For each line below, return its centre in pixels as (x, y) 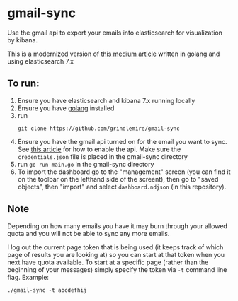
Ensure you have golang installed (66, 108)
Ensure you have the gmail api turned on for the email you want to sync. (123, 141)
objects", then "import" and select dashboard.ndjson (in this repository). (122, 187)
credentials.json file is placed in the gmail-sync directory (102, 156)
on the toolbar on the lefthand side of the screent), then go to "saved (118, 179)
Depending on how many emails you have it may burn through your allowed (118, 226)
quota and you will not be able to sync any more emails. (89, 233)
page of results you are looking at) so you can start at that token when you (116, 254)
